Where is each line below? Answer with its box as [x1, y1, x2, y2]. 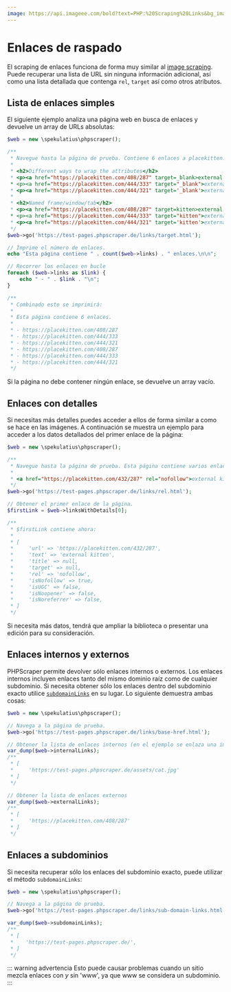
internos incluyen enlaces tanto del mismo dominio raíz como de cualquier [7, 674, 218, 683]
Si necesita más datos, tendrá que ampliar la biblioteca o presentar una [7, 621, 208, 630]
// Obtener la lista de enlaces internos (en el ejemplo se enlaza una [7, 741, 217, 748]
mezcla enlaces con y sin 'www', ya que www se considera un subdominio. [7, 971, 221, 980]
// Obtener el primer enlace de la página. [7, 501, 134, 508]
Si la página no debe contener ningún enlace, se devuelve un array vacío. [7, 378, 215, 386]
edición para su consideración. [7, 629, 95, 637]
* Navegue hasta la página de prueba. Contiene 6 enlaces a [10, 155, 186, 162]
